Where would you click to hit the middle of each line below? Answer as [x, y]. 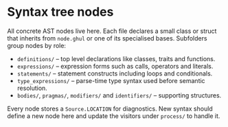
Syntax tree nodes [60, 12]
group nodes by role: [37, 45]
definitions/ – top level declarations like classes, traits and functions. [116, 58]
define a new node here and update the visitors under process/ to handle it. [114, 116]
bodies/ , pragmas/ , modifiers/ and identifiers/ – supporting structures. [119, 95]
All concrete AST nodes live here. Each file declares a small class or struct [112, 31]
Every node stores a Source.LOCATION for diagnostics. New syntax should [110, 108]
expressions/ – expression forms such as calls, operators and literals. [115, 66]
